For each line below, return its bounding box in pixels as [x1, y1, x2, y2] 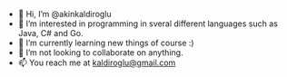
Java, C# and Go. [17, 28, 84, 38]
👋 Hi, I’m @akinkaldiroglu [17, 9, 112, 19]
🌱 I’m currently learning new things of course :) [17, 37, 194, 48]
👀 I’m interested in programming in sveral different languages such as [17, 18, 279, 29]
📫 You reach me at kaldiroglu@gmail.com [17, 57, 176, 68]
